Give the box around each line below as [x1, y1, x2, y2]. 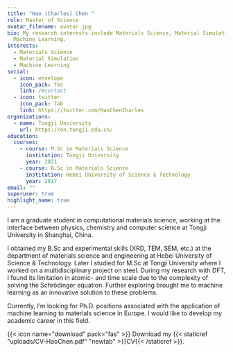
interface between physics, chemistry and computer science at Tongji [7, 223, 207, 231]
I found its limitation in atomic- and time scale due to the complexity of [7, 274, 209, 281]
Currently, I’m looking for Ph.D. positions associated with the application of [7, 302, 221, 310]
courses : [13, 139, 39, 146]
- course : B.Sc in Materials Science [19, 164, 129, 172]
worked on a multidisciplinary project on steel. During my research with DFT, [7, 266, 226, 274]
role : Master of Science [7, 17, 79, 24]
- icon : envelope [13, 74, 64, 82]
